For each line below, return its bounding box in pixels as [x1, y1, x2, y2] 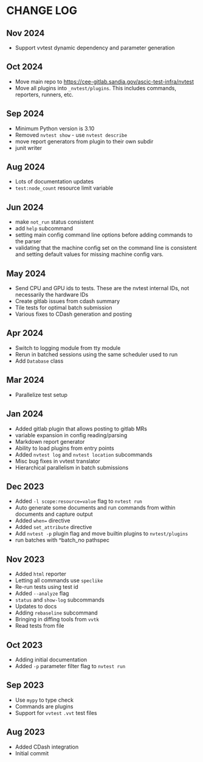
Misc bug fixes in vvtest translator [15, 457, 100, 465]
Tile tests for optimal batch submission [15, 304, 112, 312]
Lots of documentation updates [15, 178, 94, 185]
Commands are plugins [15, 702, 74, 710]
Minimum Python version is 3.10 [15, 124, 95, 132]
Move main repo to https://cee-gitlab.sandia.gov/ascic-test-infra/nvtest [15, 77, 194, 85]
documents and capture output [15, 510, 93, 518]
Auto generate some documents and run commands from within [15, 504, 176, 511]
